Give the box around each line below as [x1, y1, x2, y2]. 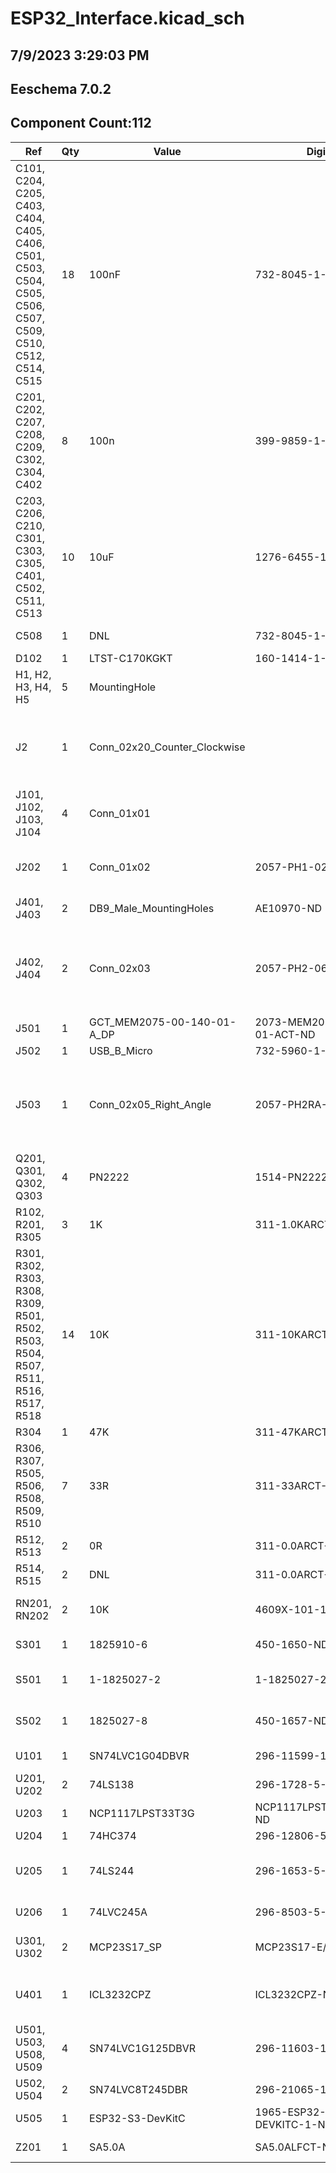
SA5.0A [89, 2140, 126, 2154]
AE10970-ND [254, 901, 323, 915]
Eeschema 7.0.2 [10, 80, 112, 97]
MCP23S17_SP [89, 1940, 162, 1954]
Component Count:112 [10, 115, 152, 132]
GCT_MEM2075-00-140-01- [89, 1015, 237, 1029]
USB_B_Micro [89, 1043, 153, 1057]
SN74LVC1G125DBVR [89, 2041, 197, 2055]
